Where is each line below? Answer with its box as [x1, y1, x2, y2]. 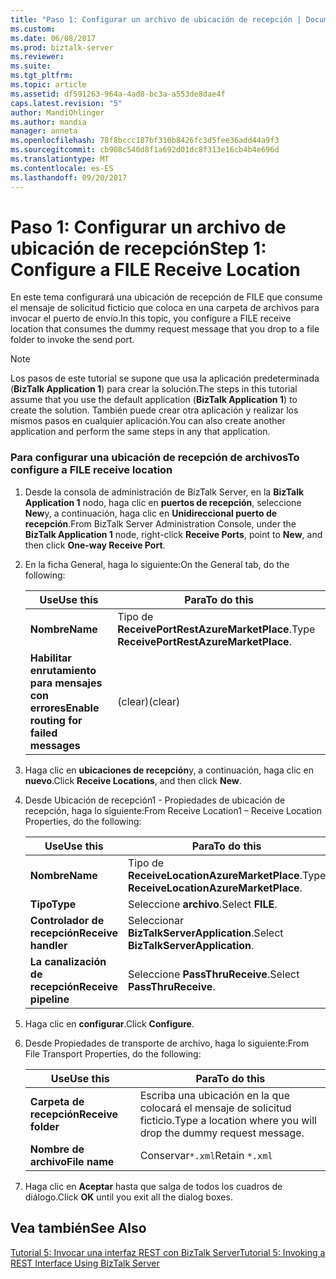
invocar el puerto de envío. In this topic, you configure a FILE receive [10, 312, 292, 325]
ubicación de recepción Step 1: [10, 237, 267, 260]
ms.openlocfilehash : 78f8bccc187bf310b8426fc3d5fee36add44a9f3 [10, 136, 280, 146]
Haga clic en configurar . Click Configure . [24, 1017, 195, 1030]
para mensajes [29, 676, 103, 690]
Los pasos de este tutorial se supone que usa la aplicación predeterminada [10, 372, 320, 385]
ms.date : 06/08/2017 [10, 33, 97, 43]
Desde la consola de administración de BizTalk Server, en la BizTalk [24, 486, 305, 498]
